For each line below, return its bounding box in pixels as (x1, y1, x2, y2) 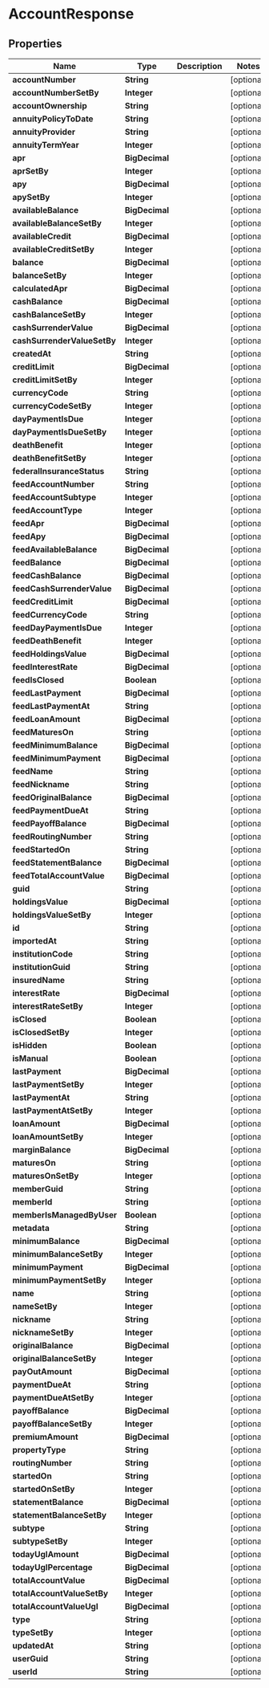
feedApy (12, 531, 46, 542)
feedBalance (12, 557, 62, 568)
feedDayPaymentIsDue (12, 622, 102, 633)
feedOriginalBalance (12, 792, 92, 803)
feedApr (12, 518, 45, 528)
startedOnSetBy (12, 1483, 75, 1494)
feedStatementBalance (12, 857, 102, 868)
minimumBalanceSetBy (12, 1249, 103, 1259)
